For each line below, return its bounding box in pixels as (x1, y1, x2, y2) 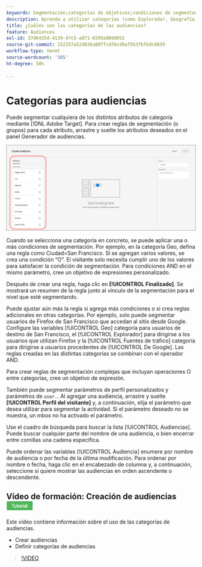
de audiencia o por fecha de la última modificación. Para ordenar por (6, 455, 177, 462)
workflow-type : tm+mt (6, 48, 61, 54)
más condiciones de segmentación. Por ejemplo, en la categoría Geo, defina (6, 243, 195, 251)
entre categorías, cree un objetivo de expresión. (6, 374, 125, 382)
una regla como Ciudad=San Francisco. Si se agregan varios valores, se (6, 249, 185, 257)
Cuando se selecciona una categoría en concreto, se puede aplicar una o (6, 237, 188, 244)
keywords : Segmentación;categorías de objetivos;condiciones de (6, 10, 171, 16)
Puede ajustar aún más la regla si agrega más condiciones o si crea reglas (6, 305, 190, 312)
